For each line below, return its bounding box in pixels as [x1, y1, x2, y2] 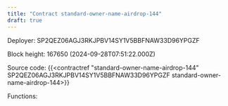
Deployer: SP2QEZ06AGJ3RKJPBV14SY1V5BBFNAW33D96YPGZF [7, 36, 201, 44]
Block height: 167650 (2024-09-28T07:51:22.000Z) [7, 50, 156, 58]
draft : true [7, 17, 42, 24]
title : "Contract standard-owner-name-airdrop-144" [7, 10, 162, 18]
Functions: [7, 92, 38, 100]
